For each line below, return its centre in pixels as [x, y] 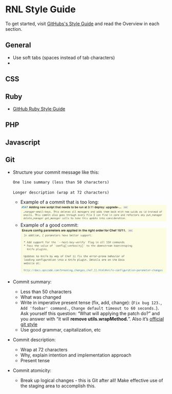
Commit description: [34, 340]
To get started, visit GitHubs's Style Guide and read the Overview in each [82, 24]
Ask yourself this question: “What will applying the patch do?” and [90, 314]
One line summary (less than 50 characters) [61, 182]
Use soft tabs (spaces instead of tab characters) [64, 57]
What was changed [41, 297]
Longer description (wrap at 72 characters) [61, 192]
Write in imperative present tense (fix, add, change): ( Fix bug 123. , [91, 303]
